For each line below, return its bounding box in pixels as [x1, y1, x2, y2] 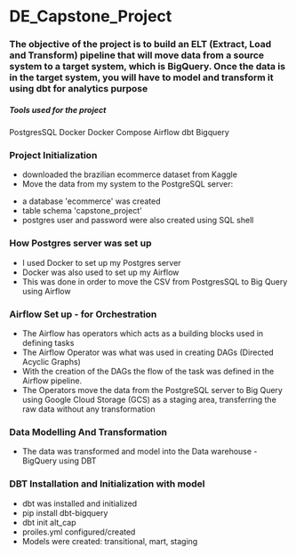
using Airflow [21, 286, 71, 296]
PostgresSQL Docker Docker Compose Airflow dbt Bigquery [9, 127, 229, 138]
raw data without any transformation [21, 403, 156, 414]
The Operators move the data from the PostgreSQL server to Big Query [21, 384, 283, 395]
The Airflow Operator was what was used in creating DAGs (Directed [21, 347, 274, 358]
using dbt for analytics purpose [9, 83, 148, 95]
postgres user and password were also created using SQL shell [21, 215, 254, 226]
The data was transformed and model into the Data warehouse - [21, 446, 258, 457]
